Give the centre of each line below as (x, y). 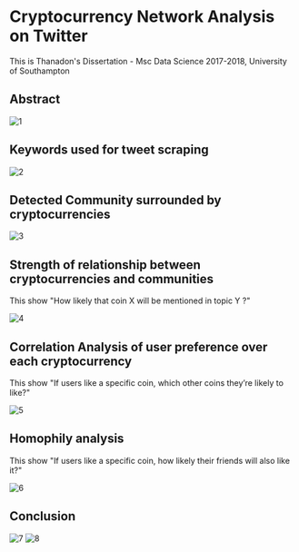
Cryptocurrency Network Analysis (142, 17)
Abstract (35, 99)
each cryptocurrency (71, 361)
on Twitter (49, 36)
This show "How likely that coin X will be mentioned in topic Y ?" (130, 301)
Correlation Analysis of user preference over (139, 347)
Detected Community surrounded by (115, 200)
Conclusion (43, 516)
